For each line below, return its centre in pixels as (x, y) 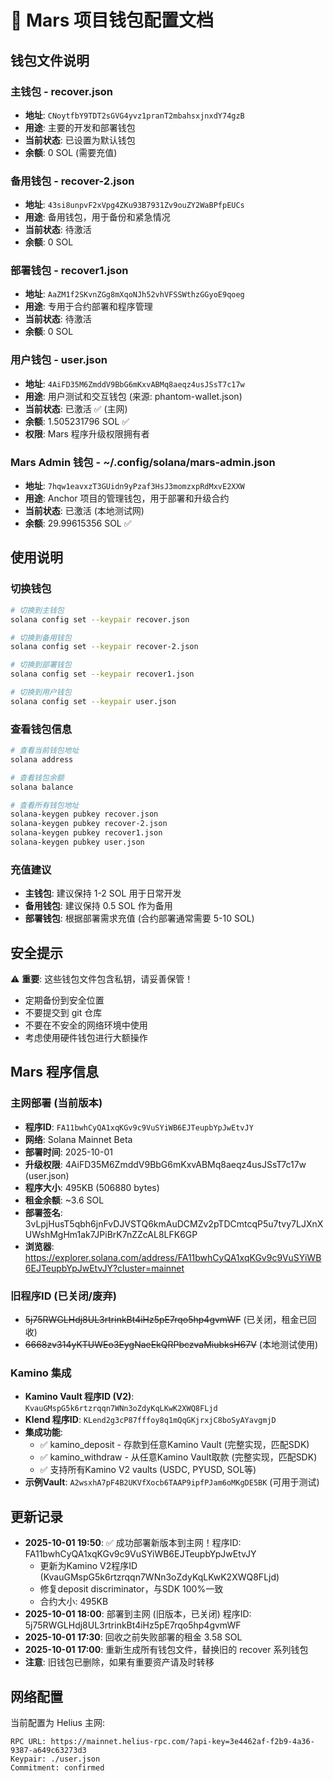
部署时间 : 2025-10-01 (68, 1152)
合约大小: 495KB (74, 1602)
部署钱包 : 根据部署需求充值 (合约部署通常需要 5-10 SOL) (139, 918)
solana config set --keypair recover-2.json (104, 647)
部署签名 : (43, 1212)
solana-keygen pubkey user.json (77, 842)
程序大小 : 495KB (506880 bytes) (92, 1187)
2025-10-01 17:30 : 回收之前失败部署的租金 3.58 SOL (133, 1637)
